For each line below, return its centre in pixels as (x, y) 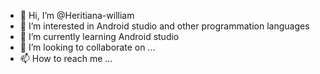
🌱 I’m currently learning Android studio (99, 36)
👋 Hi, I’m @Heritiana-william (77, 15)
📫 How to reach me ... (66, 58)
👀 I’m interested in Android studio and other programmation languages (164, 26)
